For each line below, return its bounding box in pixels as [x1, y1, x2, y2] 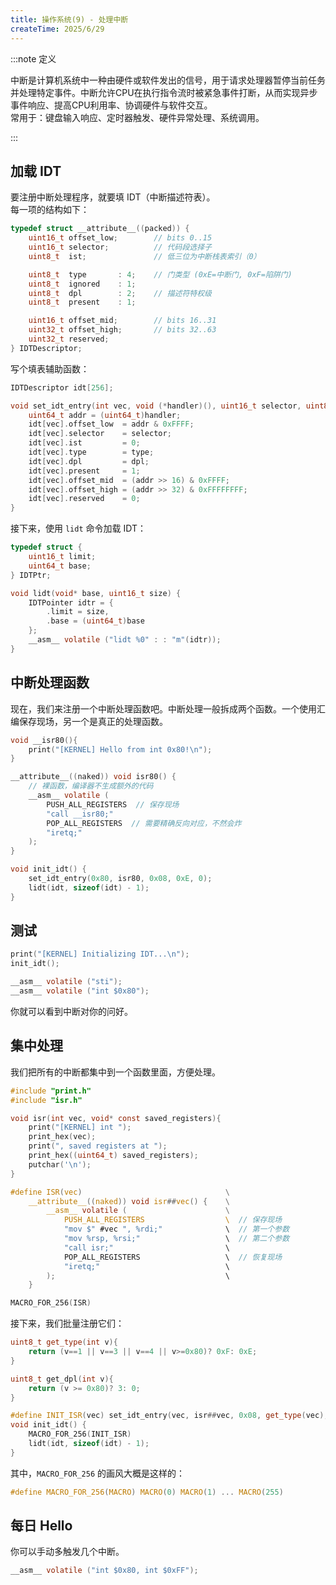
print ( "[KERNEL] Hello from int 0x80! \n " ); [28, 744, 213, 755]
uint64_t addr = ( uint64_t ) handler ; [28, 410, 182, 420]
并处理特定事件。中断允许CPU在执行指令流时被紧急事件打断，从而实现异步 [10, 86, 318, 98]
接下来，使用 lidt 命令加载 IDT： [10, 522, 147, 535]
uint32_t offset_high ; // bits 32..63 [28, 325, 217, 335]
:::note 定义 [10, 52, 57, 65]
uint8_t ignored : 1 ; [28, 279, 137, 289]
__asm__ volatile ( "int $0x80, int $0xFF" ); [10, 1566, 199, 1576]
